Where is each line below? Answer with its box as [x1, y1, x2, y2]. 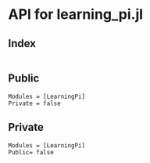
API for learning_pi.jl [8, 5, 143, 24]
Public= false [8, 148, 55, 156]
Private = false [8, 100, 61, 107]
